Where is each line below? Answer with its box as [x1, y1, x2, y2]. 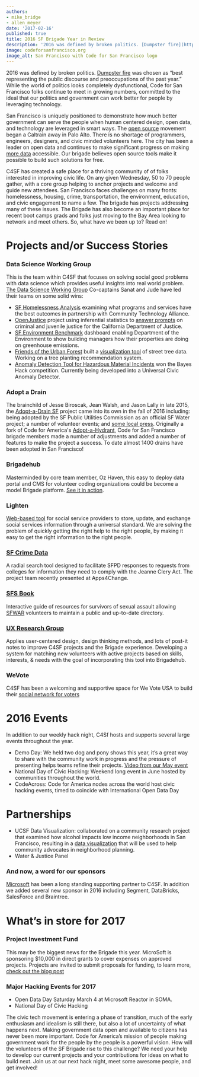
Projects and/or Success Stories [6, 238, 168, 252]
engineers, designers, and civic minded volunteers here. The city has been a [6, 137, 193, 144]
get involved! [6, 1064, 38, 1071]
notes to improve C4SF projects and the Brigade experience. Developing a [6, 643, 188, 651]
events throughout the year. [6, 738, 74, 745]
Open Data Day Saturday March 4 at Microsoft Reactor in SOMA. [14, 996, 173, 1003]
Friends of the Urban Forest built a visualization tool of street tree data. [14, 348, 188, 355]
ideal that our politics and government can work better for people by [6, 94, 173, 101]
